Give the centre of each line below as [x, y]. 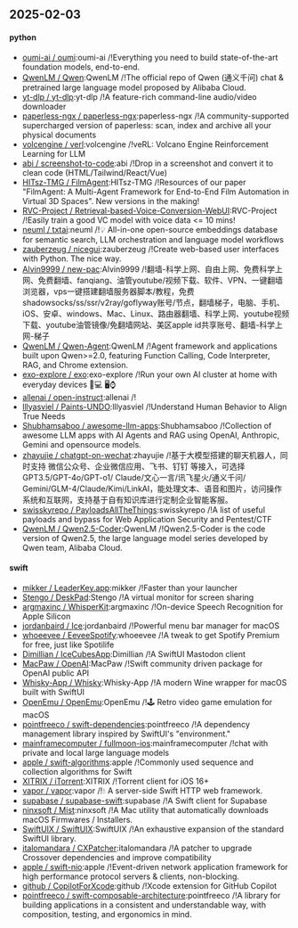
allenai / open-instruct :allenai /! [79, 397]
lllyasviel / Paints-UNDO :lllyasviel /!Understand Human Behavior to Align [154, 407]
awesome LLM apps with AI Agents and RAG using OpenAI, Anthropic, [151, 435]
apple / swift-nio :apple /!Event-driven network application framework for [155, 866]
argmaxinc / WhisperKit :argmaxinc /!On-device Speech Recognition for [153, 606]
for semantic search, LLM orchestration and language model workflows [153, 239]
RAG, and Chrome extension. [75, 365]
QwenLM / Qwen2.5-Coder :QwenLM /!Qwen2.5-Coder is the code [144, 529]
